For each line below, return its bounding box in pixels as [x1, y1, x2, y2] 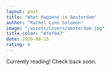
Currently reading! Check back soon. [6, 57, 97, 65]
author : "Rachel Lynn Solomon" [6, 20, 84, 25]
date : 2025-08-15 [6, 36, 49, 42]
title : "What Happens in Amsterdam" [6, 14, 97, 20]
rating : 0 [6, 42, 31, 48]
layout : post [6, 8, 39, 15]
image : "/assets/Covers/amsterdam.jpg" [6, 25, 105, 31]
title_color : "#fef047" [6, 31, 65, 37]
